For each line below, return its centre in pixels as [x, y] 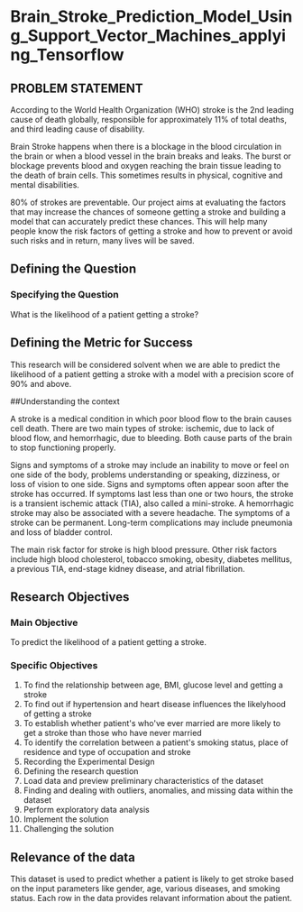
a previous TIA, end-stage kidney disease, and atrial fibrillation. [128, 568]
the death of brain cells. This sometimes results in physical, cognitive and [147, 175]
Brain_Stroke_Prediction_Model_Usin [151, 17]
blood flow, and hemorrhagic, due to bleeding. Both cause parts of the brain [151, 438]
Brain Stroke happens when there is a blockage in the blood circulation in [146, 147]
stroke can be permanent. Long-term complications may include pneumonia [151, 522]
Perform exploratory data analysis [86, 810]
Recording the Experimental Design [89, 762]
